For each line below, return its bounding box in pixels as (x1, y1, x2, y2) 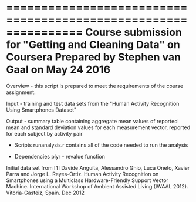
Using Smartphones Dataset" (6, 106, 77, 113)
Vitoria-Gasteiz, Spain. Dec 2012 (6, 189, 85, 196)
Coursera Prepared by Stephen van (6, 51, 181, 64)
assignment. (6, 89, 36, 96)
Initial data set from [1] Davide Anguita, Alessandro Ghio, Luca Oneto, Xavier (6, 164, 190, 171)
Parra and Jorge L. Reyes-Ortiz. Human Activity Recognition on (6, 170, 159, 177)
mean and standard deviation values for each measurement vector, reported (6, 124, 191, 131)
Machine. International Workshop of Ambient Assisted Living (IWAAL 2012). (6, 183, 188, 190)
